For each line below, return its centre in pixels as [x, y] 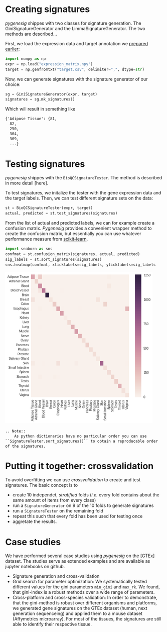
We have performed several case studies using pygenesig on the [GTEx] [80, 556]
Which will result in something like [40, 109]
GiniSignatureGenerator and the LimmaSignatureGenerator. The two [75, 28]
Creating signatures [48, 9]
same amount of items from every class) [54, 500]
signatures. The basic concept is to [42, 485]
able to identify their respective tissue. [52, 624]
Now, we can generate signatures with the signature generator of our [76, 79]
